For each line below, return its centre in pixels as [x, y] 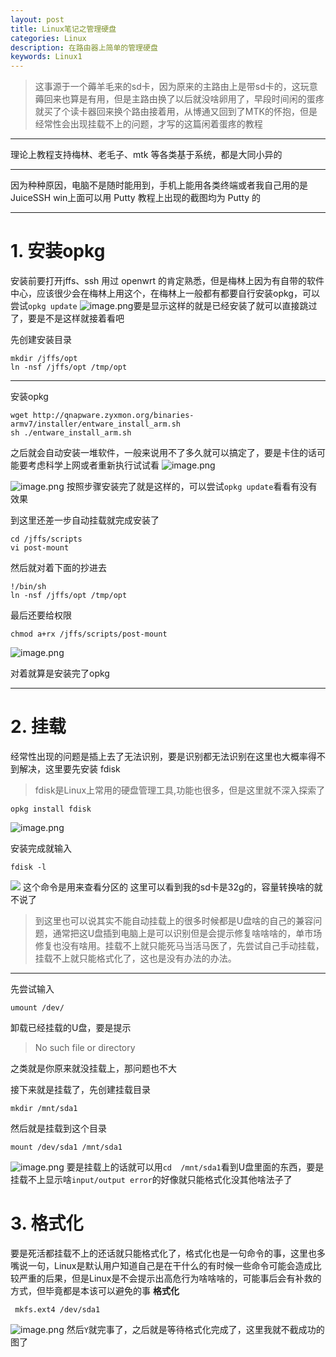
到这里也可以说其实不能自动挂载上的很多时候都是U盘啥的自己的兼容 [174, 920]
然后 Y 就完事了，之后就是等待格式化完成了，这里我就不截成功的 [195, 1329]
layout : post [37, 19]
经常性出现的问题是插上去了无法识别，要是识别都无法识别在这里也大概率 [159, 756]
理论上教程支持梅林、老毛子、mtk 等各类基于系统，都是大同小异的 [146, 155]
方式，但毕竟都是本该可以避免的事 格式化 [95, 1290]
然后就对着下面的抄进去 [58, 568]
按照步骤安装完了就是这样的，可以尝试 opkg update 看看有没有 [192, 487]
